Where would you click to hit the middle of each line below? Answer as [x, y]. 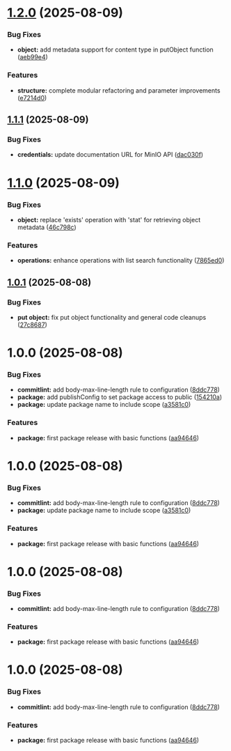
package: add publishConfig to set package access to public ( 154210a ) [120, 397]
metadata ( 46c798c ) [47, 227]
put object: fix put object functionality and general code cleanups [112, 317]
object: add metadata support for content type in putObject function [115, 49]
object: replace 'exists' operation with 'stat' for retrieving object [109, 219]
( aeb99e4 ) [33, 57]
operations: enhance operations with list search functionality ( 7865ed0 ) [121, 261]
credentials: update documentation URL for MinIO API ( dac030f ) [110, 155]
